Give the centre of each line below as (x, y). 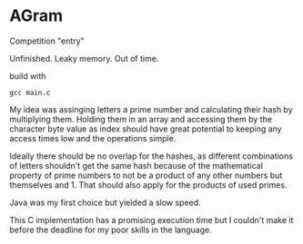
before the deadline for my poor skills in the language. (111, 229)
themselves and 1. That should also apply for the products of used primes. (148, 185)
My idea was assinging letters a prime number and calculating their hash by (151, 109)
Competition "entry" (47, 41)
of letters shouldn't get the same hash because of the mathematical (136, 165)
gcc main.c (30, 93)
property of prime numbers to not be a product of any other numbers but (146, 175)
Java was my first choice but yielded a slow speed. (106, 202)
